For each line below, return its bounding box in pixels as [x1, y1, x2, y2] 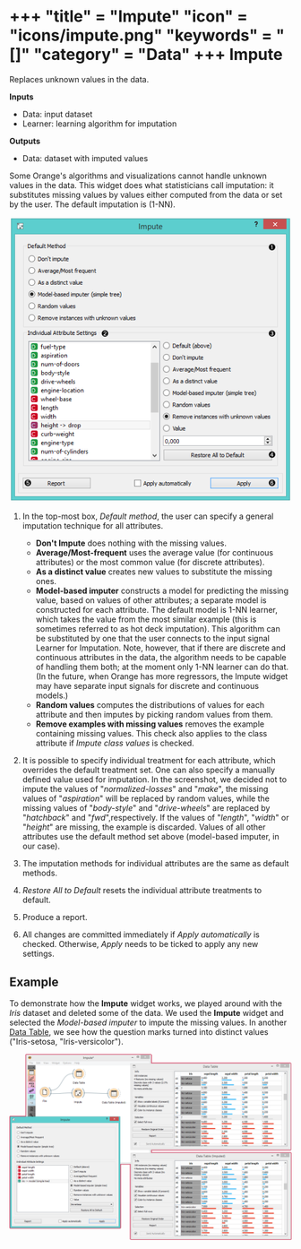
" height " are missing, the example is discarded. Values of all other [21, 822, 266, 832]
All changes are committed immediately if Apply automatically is [21, 929, 260, 940]
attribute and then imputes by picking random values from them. [35, 710, 273, 720]
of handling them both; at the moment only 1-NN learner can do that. [35, 661, 289, 673]
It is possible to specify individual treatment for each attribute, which [21, 755, 276, 766]
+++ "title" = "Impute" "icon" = [9, 6, 248, 27]
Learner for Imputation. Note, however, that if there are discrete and [35, 642, 287, 653]
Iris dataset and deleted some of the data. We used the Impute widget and [9, 1008, 284, 1019]
